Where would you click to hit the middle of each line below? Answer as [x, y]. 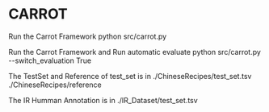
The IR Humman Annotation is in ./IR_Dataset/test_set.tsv [103, 100]
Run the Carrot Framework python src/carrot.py [88, 36]
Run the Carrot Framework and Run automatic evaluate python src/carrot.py [134, 52]
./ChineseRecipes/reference [55, 85]
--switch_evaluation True [50, 60]
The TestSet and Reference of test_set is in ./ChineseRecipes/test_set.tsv [130, 76]
